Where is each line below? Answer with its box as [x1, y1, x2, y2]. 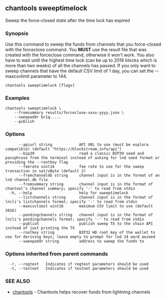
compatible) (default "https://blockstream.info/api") [5, 146, 122, 152]
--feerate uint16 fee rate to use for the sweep [18, 164, 144, 169]
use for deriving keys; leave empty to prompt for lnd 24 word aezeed [5, 234, 155, 239]
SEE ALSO [5, 277, 30, 284]
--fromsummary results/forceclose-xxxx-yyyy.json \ [14, 110, 124, 115]
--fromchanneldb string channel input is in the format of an [18, 173, 160, 178]
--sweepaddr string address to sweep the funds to [18, 238, 144, 244]
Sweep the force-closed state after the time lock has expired [5, 17, 130, 23]
